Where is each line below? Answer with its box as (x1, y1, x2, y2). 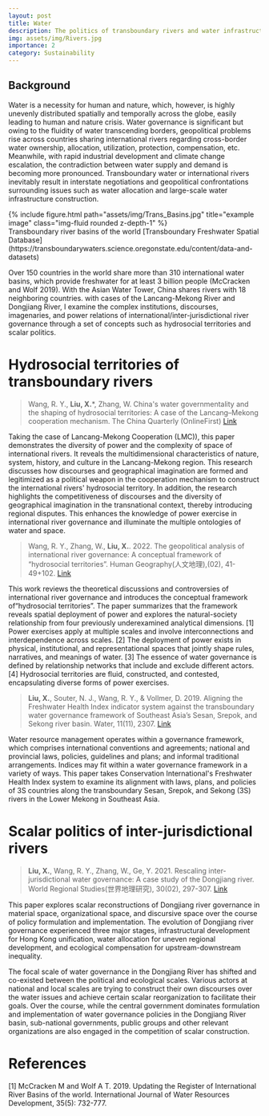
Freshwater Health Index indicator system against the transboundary (27, 702, 255, 711)
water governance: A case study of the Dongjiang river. (71, 874, 255, 884)
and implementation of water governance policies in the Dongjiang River (8, 1009, 247, 1019)
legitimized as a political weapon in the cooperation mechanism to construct (8, 475, 260, 484)
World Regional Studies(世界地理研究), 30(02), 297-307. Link (27, 884, 228, 894)
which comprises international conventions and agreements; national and (8, 743, 251, 752)
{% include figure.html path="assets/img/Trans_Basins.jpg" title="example (8, 210, 255, 219)
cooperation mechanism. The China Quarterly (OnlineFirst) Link (27, 416, 238, 426)
